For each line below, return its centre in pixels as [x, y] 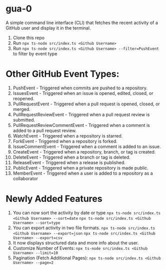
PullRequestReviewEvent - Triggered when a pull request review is [81, 114]
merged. [21, 109]
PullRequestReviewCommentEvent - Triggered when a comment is [81, 125]
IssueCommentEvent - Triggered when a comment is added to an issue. [87, 147]
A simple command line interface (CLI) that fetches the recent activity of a [82, 23]
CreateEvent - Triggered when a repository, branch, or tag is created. [84, 152]
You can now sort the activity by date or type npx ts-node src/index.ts [87, 213]
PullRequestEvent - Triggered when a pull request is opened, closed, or [86, 104]
